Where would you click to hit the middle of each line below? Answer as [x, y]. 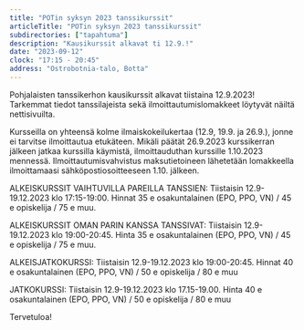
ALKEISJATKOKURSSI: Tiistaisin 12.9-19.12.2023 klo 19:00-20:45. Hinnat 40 [152, 262]
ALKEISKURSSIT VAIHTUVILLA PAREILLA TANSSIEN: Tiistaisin [126, 188]
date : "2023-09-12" [47, 52]
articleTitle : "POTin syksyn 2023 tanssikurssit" [106, 26]
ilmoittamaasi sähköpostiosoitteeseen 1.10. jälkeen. [105, 170]
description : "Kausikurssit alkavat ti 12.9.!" [102, 43]
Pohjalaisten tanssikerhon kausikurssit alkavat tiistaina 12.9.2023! [132, 94]
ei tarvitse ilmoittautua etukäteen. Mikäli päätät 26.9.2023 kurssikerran [142, 141]
